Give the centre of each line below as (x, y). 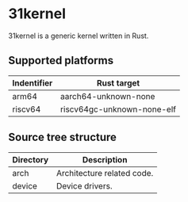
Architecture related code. (105, 173)
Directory (31, 159)
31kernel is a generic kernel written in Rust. (79, 36)
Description (105, 159)
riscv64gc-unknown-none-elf (119, 109)
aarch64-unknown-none (108, 96)
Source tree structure (63, 137)
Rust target (118, 82)
